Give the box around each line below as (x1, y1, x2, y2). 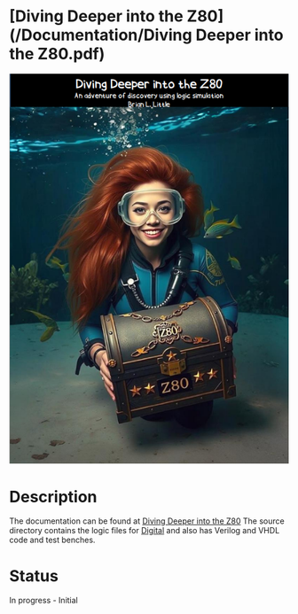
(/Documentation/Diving (9, 25, 192, 45)
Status (9, 565, 59, 586)
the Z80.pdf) (9, 44, 106, 64)
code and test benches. (9, 534, 96, 546)
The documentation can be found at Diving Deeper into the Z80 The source (9, 516, 286, 526)
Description (9, 486, 98, 507)
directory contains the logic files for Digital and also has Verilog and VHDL (9, 525, 280, 536)
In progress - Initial (9, 595, 78, 606)
